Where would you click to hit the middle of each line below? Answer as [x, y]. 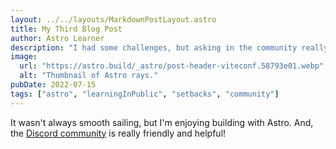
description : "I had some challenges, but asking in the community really [169, 47]
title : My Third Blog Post [66, 29]
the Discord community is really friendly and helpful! [118, 133]
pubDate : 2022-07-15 [53, 85]
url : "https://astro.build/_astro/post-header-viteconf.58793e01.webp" [172, 66]
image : [24, 57]
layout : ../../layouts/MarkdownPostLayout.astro [113, 19]
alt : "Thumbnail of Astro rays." [89, 76]
